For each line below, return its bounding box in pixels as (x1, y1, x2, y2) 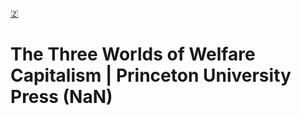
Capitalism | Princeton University (10, 64, 292, 87)
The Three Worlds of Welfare (10, 43, 256, 66)
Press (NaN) (10, 86, 113, 108)
